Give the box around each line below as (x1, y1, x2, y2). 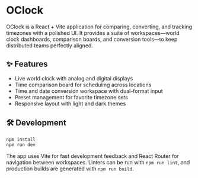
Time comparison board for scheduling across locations (14, 81, 152, 88)
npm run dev (6, 142, 36, 148)
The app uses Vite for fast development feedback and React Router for (6, 153, 179, 160)
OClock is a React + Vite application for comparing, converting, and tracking (6, 23, 193, 30)
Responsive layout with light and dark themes (14, 100, 126, 107)
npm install (6, 137, 36, 143)
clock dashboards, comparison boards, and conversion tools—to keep (6, 35, 178, 43)
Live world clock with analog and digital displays (14, 75, 133, 82)
